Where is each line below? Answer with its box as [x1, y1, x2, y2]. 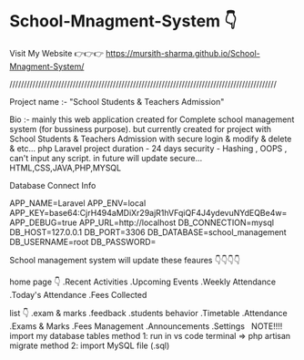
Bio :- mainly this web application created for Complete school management [9, 114, 295, 125]
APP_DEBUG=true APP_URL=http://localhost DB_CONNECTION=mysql [9, 217, 275, 228]
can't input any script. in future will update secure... [9, 152, 203, 163]
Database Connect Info [9, 180, 96, 190]
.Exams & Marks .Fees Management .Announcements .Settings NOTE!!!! [9, 320, 283, 332]
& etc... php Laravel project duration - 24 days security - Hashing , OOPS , [9, 142, 288, 154]
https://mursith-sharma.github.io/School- [106, 47, 261, 58]
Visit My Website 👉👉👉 [9, 47, 105, 58]
